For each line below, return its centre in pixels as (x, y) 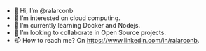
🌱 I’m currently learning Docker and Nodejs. (77, 25)
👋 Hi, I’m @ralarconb (43, 11)
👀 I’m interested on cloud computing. (67, 18)
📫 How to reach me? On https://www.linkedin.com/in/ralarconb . (107, 40)
